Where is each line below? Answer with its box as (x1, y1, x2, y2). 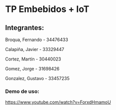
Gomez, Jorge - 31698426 (5, 66, 60, 71)
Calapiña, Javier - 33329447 (5, 46, 65, 52)
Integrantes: (5, 23, 44, 32)
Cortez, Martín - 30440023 (5, 56, 61, 62)
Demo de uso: (5, 87, 40, 94)
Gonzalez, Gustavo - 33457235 (5, 75, 70, 81)
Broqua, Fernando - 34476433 (5, 36, 68, 42)
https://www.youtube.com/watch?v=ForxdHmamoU (5, 99, 111, 105)
